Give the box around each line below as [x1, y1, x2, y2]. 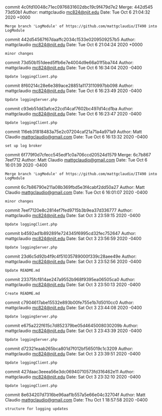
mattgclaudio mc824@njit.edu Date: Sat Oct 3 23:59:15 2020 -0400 [5, 213, 141, 218]
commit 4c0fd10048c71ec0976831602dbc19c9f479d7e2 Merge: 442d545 [5, 4, 153, 10]
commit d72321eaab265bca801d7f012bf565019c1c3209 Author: [5, 346, 133, 351]
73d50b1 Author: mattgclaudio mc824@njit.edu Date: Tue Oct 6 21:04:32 [5, 9, 150, 15]
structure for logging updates [5, 406, 68, 411]
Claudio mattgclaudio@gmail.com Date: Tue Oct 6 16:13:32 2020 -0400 [5, 134, 148, 140]
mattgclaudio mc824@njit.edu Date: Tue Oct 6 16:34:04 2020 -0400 [5, 65, 142, 70]
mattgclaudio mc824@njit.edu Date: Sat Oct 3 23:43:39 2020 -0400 [5, 328, 142, 333]
